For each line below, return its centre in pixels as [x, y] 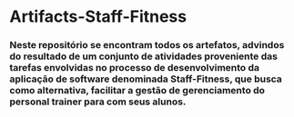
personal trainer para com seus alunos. [98, 102]
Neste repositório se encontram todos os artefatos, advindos [147, 45]
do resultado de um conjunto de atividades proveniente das [143, 56]
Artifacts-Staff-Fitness [98, 17]
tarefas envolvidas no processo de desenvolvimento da [135, 68]
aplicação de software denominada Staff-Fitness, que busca [146, 79]
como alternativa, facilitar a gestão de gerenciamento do [137, 91]
